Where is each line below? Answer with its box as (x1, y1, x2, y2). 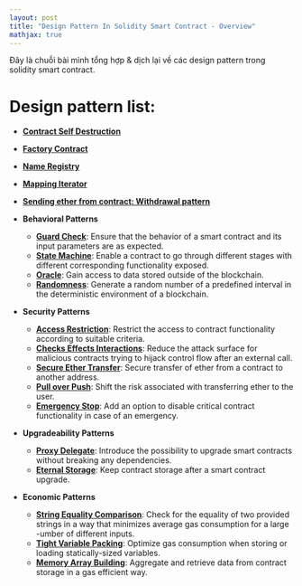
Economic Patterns (22, 492, 96, 503)
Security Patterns (22, 307, 90, 317)
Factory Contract (22, 144, 88, 155)
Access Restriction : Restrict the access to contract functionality (35, 324, 276, 335)
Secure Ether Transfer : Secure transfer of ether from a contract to (35, 363, 284, 373)
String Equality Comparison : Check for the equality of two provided (35, 509, 290, 520)
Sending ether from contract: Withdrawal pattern (22, 196, 211, 207)
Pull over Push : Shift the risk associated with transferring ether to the (35, 382, 294, 392)
